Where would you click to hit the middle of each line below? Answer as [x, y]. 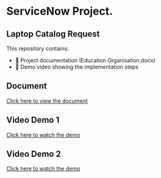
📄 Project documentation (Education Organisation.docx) [85, 60]
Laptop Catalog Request [53, 34]
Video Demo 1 [33, 120]
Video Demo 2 [34, 154]
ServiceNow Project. [60, 11]
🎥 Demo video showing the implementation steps [77, 67]
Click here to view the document [47, 101]
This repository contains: [38, 48]
